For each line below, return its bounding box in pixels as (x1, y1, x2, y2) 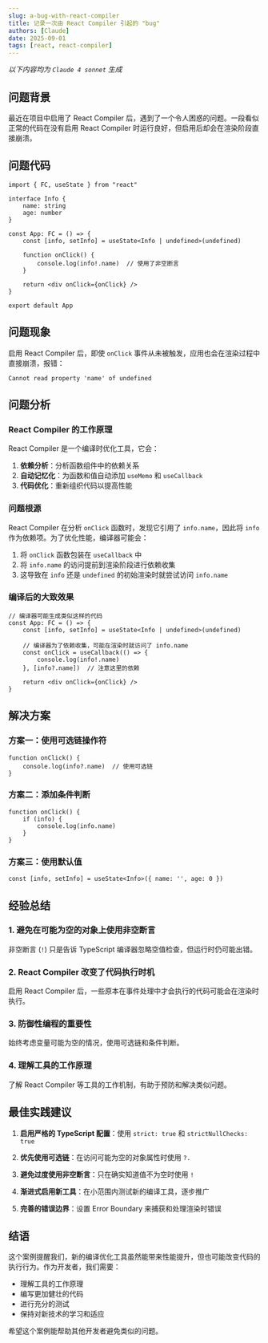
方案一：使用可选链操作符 (8, 735, 107, 746)
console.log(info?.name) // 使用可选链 (22, 762, 154, 770)
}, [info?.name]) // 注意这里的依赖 (22, 663, 140, 672)
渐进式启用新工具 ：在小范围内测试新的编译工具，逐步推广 (19, 1187, 210, 1196)
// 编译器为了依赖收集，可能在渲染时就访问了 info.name (22, 641, 189, 650)
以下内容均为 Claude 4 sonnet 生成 (8, 65, 122, 75)
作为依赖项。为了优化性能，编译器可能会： (8, 533, 149, 542)
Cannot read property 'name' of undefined (8, 374, 152, 382)
